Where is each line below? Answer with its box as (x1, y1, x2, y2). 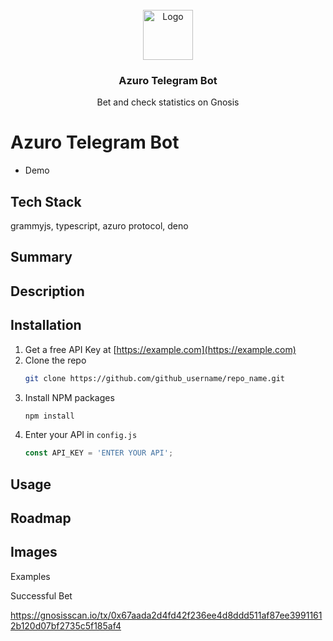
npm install (24, 411, 75, 421)
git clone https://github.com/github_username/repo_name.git (24, 373, 286, 383)
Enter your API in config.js (24, 429, 138, 441)
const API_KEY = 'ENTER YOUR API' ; (24, 448, 174, 458)
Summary (10, 249, 73, 266)
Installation (10, 317, 82, 334)
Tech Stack (10, 193, 82, 210)
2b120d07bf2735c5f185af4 (10, 619, 122, 632)
